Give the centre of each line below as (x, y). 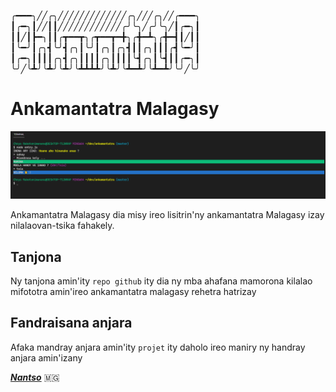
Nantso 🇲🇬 (35, 377)
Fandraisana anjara (71, 323)
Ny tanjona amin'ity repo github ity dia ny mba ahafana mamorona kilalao (161, 281)
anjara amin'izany (46, 357)
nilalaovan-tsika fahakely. (62, 226)
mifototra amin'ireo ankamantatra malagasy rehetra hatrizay (133, 292)
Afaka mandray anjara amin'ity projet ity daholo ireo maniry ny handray (158, 347)
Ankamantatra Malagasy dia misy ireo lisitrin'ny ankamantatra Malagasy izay (167, 215)
